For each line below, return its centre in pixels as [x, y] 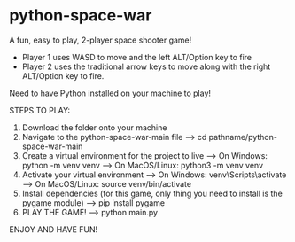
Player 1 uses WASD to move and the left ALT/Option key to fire [137, 57]
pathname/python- [243, 137]
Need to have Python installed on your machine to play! [110, 93]
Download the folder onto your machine [94, 127]
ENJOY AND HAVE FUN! [54, 229]
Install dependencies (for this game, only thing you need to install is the [152, 193]
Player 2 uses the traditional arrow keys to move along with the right [146, 66]
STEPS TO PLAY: [40, 110]
